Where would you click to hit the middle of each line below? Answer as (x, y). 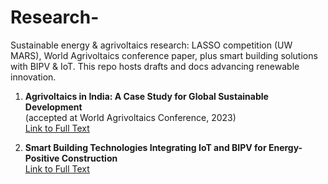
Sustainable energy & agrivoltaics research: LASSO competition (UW (151, 45)
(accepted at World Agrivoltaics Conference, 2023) (130, 117)
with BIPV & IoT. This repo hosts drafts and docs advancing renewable (155, 66)
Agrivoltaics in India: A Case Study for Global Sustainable (146, 96)
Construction (89, 158)
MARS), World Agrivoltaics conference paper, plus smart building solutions (164, 55)
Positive (42, 158)
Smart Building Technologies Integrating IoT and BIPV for (145, 147)
